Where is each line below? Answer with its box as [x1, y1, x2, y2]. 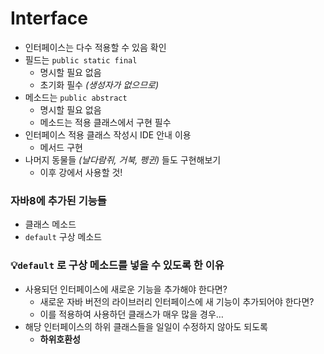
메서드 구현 [39, 141, 83, 153]
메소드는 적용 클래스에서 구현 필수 [39, 116, 172, 128]
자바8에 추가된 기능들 [10, 193, 107, 207]
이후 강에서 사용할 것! [39, 166, 123, 178]
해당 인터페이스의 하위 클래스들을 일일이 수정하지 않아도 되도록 [24, 320, 268, 332]
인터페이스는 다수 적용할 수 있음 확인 [24, 41, 167, 53]
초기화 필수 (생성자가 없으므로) [39, 78, 160, 91]
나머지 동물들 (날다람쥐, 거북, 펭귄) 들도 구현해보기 [24, 153, 222, 166]
